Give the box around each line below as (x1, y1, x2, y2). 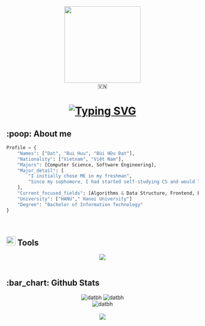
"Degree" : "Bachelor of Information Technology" (17, 201, 143, 207)
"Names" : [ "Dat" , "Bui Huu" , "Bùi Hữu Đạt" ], (17, 150, 135, 157)
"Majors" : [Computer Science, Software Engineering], (17, 161, 157, 168)
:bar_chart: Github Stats (6, 278, 100, 288)
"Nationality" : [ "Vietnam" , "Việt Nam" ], (17, 156, 124, 162)
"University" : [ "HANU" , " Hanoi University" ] (17, 196, 132, 202)
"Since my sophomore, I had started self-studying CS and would (28, 179, 195, 185)
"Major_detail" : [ (17, 168, 64, 174)
